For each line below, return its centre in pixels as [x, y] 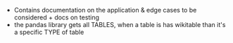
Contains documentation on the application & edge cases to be [105, 10]
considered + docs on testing [57, 17]
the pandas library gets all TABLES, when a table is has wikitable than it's [120, 25]
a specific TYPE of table [49, 32]
